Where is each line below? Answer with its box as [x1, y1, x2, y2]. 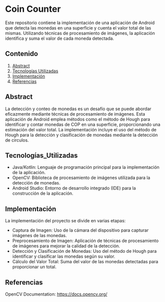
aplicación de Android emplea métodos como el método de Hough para [5, 116, 150, 122]
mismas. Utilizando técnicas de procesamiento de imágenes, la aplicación [5, 30, 155, 36]
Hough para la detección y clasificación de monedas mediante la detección [5, 132, 158, 138]
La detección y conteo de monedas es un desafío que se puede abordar [5, 106, 152, 112]
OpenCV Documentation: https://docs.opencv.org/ [5, 291, 107, 297]
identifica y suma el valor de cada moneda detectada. [5, 35, 114, 41]
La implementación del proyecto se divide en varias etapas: [5, 218, 126, 224]
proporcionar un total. [12, 264, 57, 270]
